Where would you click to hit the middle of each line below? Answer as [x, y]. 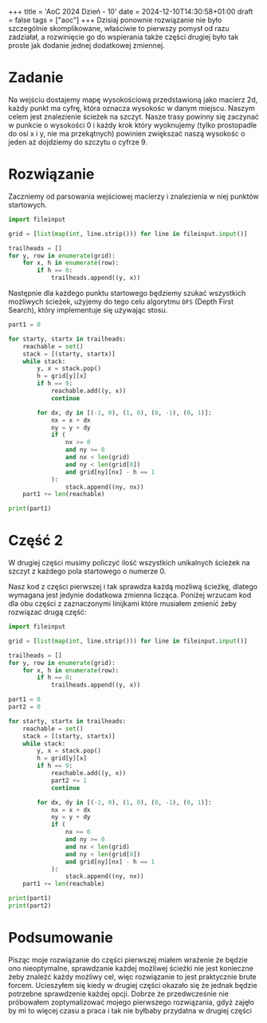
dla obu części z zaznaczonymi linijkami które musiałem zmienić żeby [123, 604]
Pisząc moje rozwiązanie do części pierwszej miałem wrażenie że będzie [128, 959]
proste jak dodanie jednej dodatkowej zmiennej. [86, 45]
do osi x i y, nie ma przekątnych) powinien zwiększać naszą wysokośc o [127, 133]
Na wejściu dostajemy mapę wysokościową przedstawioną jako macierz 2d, [133, 100]
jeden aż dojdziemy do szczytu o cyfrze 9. [78, 142]
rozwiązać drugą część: [47, 612]
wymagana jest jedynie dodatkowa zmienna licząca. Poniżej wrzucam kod [130, 595]
